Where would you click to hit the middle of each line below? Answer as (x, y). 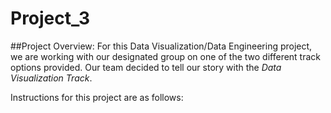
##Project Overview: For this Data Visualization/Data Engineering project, (161, 46)
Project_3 (50, 18)
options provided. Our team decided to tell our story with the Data (146, 67)
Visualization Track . (51, 78)
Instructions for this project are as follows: (97, 97)
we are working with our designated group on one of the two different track (166, 56)
